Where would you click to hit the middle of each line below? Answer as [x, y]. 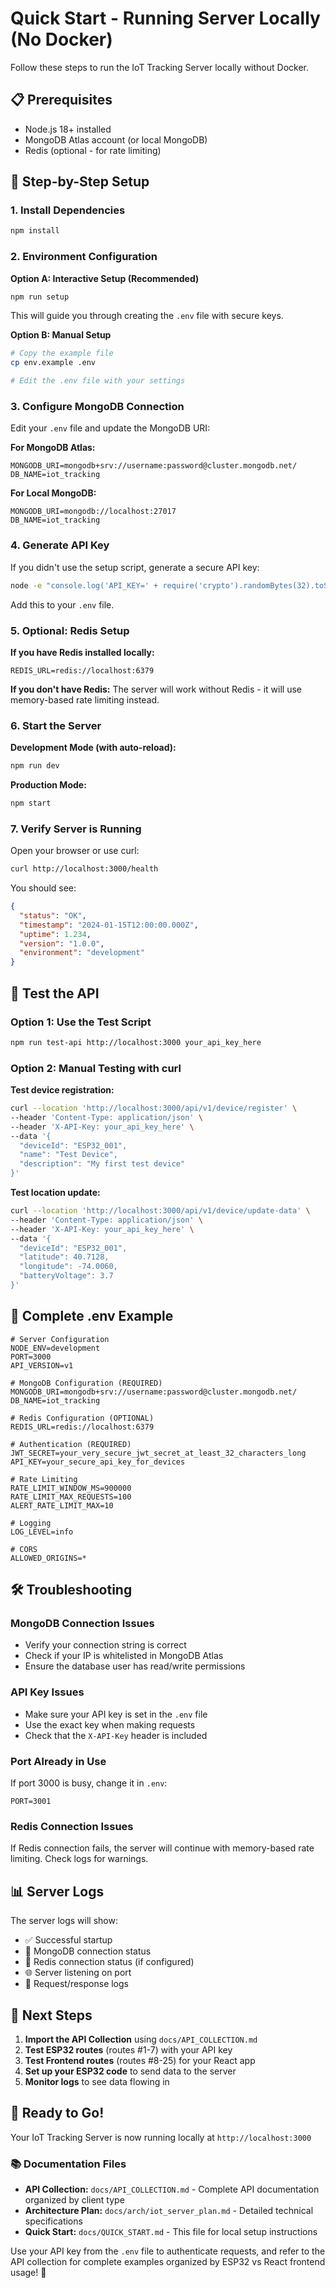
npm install [35, 231]
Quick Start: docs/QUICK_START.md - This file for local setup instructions [171, 2232]
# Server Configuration [60, 1339]
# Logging [31, 1523]
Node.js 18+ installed [68, 129]
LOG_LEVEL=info [42, 1532]
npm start [31, 803]
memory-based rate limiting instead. [85, 699]
